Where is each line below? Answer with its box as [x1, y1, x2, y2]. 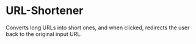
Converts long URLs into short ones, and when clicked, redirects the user [5, 24, 190, 31]
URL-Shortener [5, 4, 84, 18]
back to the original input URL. [5, 30, 82, 37]
